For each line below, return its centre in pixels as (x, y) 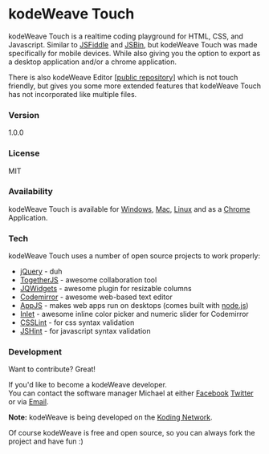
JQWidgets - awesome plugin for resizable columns (106, 289)
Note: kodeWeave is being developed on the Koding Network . (110, 417)
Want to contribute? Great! (52, 369)
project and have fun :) (46, 441)
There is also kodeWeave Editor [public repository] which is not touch (123, 77)
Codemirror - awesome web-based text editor (96, 297)
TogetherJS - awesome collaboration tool (88, 280)
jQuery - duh (41, 272)
